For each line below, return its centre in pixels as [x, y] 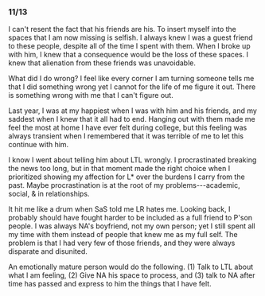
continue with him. [39, 145]
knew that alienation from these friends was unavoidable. [102, 63]
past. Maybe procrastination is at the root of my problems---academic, [124, 185]
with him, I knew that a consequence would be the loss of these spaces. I [129, 55]
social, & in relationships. [49, 194]
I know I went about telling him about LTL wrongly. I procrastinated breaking [132, 160]
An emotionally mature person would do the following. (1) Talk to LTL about [131, 267]
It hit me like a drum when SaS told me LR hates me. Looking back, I [119, 209]
